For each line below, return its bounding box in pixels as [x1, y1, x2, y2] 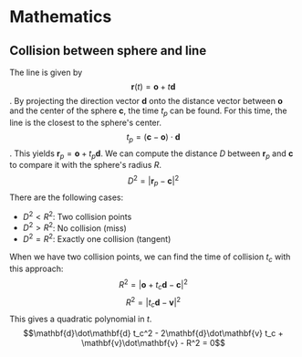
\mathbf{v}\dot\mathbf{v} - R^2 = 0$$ [80, 337, 226, 348]
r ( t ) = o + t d [130, 81, 176, 92]
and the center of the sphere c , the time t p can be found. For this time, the [9, 105, 287, 118]
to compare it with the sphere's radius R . [9, 160, 162, 171]
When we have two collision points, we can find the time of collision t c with [9, 251, 291, 264]
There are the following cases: [9, 192, 124, 203]
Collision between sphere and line [9, 43, 207, 58]
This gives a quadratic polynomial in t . [9, 313, 152, 324]
